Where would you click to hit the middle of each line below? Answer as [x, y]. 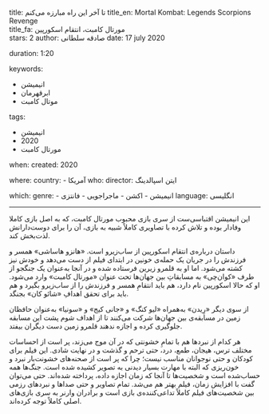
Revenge [24, 21]
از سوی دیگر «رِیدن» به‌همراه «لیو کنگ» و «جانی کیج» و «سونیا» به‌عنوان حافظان [129, 309]
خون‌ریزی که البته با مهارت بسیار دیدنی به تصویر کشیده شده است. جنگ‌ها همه [124, 367]
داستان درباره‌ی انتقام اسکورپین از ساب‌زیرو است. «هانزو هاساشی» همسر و [122, 251]
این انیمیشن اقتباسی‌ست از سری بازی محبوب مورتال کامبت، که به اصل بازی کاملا [130, 219]
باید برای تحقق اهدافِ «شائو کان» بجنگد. [69, 293]
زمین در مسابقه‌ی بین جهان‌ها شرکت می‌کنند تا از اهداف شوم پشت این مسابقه [125, 317]
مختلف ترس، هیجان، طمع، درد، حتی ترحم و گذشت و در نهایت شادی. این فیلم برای [131, 350]
